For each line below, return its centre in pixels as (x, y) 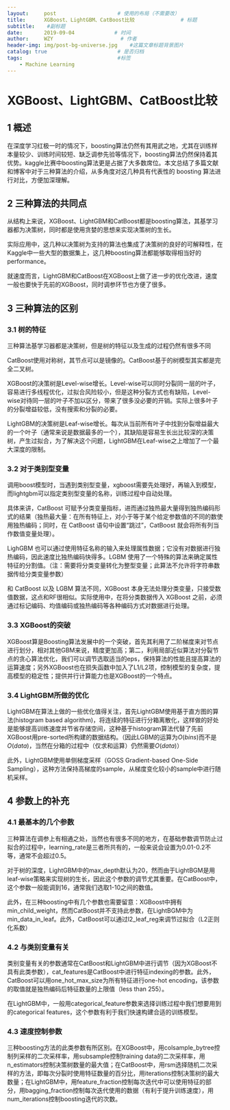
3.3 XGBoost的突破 (39, 626)
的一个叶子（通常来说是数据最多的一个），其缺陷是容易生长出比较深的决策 (111, 432)
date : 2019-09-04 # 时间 (69, 33)
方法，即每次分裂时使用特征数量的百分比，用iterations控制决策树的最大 (119, 1074)
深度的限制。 (31, 449)
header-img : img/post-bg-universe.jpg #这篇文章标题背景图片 (95, 45)
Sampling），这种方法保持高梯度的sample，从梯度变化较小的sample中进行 (111, 769)
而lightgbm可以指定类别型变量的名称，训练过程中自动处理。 (91, 493)
